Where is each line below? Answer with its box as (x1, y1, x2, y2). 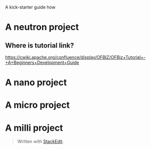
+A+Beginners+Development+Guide (5, 59, 79, 65)
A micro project (5, 99, 70, 111)
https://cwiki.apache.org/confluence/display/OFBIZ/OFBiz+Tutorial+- (5, 54, 146, 60)
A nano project (5, 77, 67, 88)
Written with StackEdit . (17, 139, 64, 145)
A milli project (5, 122, 63, 133)
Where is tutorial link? (5, 41, 74, 50)
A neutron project (5, 22, 79, 33)
